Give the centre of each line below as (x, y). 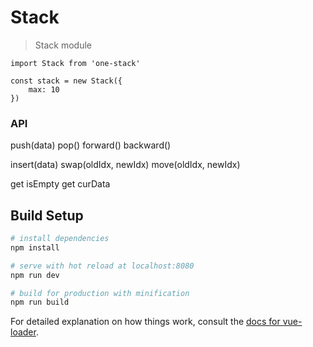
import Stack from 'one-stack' (75, 63)
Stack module (63, 45)
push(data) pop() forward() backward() (91, 145)
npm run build (40, 302)
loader (23, 332)
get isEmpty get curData (60, 184)
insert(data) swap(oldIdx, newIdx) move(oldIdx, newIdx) (125, 165)
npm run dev (35, 275)
